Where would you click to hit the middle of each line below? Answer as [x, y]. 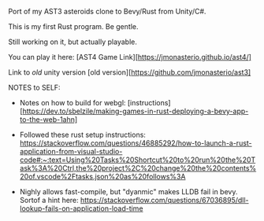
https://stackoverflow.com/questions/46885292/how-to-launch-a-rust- [136, 143]
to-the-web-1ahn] [48, 120]
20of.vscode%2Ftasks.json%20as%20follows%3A [102, 177]
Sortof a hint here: [49, 200]
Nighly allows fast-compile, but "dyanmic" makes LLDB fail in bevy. [128, 192]
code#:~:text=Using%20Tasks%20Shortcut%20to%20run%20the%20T [138, 160]
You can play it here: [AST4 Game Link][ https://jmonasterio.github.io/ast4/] [130, 57]
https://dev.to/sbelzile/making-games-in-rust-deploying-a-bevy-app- [136, 111]
